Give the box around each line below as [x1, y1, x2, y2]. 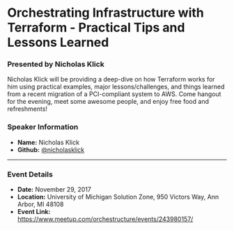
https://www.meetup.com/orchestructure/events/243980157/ [17, 215, 194, 224]
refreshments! [7, 105, 47, 113]
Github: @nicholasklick [17, 145, 85, 154]
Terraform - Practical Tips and [7, 20, 185, 36]
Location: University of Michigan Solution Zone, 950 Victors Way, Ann [17, 193, 219, 201]
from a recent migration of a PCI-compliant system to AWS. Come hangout [7, 90, 221, 98]
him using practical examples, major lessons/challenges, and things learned [7, 82, 225, 91]
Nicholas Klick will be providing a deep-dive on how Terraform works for [7, 75, 215, 84]
